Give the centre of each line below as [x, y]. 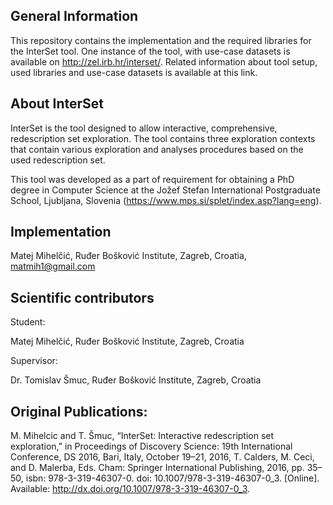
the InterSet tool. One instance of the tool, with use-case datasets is [150, 51]
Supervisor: [34, 361]
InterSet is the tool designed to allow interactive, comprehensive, [144, 128]
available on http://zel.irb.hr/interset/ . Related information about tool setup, [164, 61]
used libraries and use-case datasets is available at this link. [134, 72]
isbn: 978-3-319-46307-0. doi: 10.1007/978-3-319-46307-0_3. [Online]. [172, 478]
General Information [74, 16]
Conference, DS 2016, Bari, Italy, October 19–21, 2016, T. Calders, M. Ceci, [162, 457]
